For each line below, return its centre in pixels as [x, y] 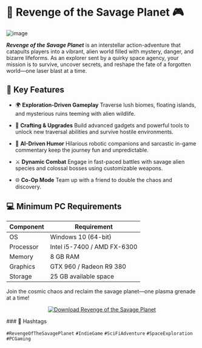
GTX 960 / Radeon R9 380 [88, 266]
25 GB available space [82, 276]
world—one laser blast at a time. [47, 70]
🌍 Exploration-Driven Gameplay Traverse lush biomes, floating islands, [106, 105]
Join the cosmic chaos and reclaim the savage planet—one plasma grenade [101, 291]
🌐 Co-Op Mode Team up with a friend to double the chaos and [94, 179]
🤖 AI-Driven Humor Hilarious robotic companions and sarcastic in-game [106, 143]
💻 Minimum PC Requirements [64, 206]
